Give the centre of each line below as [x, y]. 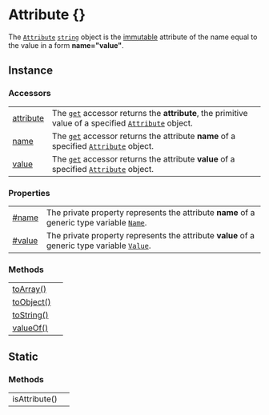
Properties [29, 193]
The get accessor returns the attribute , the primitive [150, 113]
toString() [30, 315]
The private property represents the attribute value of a [150, 235]
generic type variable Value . [98, 245]
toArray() [29, 289]
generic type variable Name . [96, 222]
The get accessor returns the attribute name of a [144, 136]
